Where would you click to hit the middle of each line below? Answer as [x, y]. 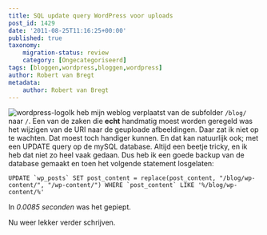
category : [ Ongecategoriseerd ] [75, 61]
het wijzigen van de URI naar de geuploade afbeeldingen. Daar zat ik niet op [133, 129]
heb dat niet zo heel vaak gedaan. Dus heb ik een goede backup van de [127, 155]
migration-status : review [66, 53]
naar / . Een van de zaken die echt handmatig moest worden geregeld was [131, 121]
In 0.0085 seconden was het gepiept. [70, 207]
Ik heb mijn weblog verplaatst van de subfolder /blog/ [157, 113]
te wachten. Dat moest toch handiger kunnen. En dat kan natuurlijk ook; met [133, 138]
